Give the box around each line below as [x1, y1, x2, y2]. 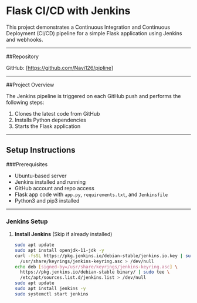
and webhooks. [6, 36, 43, 43]
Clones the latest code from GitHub [14, 110, 100, 117]
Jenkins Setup [6, 217, 48, 225]
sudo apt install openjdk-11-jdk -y [14, 247, 104, 253]
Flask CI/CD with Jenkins [6, 4, 131, 18]
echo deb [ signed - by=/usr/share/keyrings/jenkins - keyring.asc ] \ [14, 264, 178, 270]
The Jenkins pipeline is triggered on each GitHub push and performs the [6, 92, 181, 99]
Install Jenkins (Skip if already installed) [14, 231, 113, 238]
